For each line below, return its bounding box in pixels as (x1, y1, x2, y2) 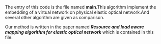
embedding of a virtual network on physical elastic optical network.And (5, 9, 150, 15)
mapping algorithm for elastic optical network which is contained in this (5, 29, 154, 35)
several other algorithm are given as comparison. (5, 15, 105, 20)
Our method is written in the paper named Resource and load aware (5, 24, 144, 30)
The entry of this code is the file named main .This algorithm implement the (5, 4, 156, 10)
